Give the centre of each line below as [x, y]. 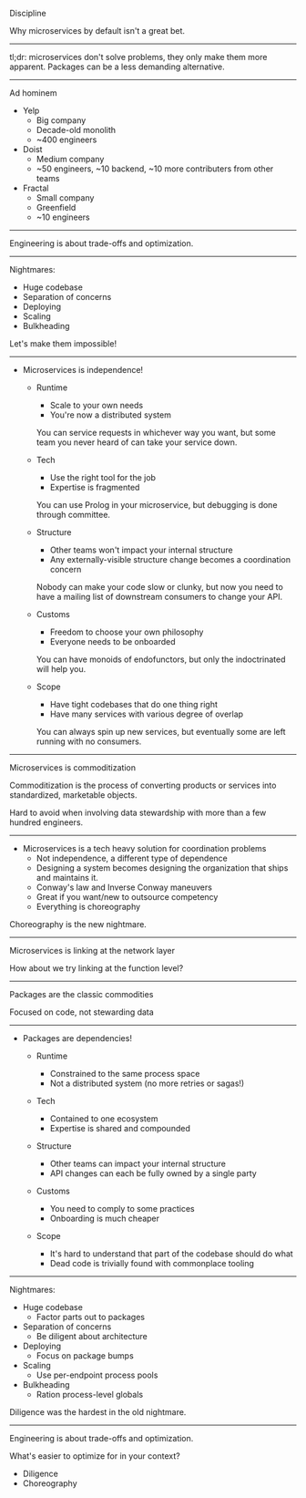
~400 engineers [66, 139]
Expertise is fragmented [95, 487]
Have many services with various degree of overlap [147, 714]
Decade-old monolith [76, 130]
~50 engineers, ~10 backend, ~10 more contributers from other [155, 169]
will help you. [61, 669]
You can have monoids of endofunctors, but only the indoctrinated [161, 659]
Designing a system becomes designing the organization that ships [162, 868]
